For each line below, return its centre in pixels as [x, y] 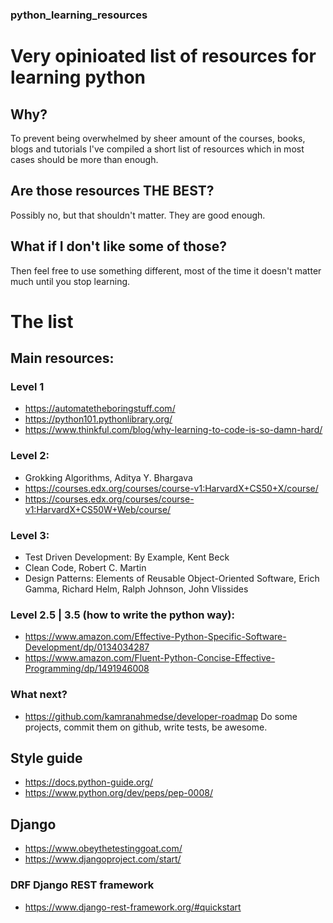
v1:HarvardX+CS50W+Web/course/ [98, 509]
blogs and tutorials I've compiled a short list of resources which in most [157, 149]
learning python [78, 77]
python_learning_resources [79, 15]
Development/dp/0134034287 [87, 647]
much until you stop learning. [70, 281]
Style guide [46, 758]
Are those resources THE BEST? [112, 191]
